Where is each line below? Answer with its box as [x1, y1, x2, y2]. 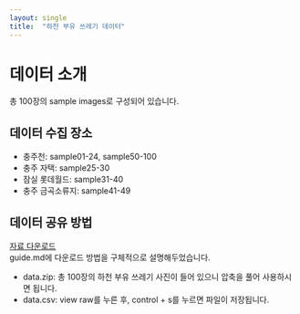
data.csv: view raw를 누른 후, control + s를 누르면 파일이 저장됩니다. [22, 294, 270, 306]
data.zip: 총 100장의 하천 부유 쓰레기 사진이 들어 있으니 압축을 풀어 [22, 271, 261, 283]
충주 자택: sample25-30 [22, 162, 110, 173]
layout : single [9, 13, 67, 23]
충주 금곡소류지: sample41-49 [22, 185, 131, 196]
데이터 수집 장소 [9, 125, 93, 141]
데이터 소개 [9, 64, 88, 85]
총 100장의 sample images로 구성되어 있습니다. [9, 96, 180, 107]
